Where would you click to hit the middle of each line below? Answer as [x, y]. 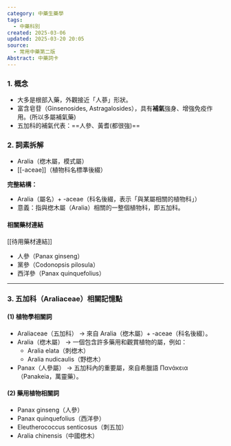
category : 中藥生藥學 [35, 13]
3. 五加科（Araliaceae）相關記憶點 [65, 299]
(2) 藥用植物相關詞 [33, 393]
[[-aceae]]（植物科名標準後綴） [62, 170]
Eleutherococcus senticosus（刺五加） [72, 427]
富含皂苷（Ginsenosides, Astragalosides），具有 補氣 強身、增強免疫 [112, 109]
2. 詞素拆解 [25, 145]
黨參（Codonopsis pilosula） [58, 265]
